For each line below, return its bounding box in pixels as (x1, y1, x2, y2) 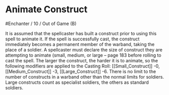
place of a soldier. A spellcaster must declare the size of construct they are (5, 46, 163, 53)
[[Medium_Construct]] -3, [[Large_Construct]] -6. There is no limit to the (5, 68, 156, 75)
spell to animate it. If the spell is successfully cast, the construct (5, 36, 140, 42)
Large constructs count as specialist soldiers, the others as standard (5, 79, 149, 85)
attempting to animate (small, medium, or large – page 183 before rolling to (5, 52, 161, 58)
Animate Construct (5, 4, 88, 15)
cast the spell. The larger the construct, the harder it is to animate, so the (5, 57, 158, 63)
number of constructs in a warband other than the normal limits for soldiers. (5, 74, 164, 80)
